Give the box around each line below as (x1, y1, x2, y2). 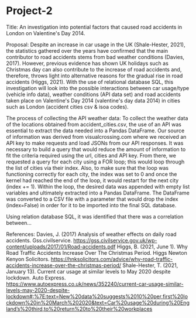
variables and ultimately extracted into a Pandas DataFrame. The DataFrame (6, 189, 190, 196)
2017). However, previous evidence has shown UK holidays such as (6, 60, 169, 67)
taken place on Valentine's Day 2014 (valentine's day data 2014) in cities (6, 97, 180, 104)
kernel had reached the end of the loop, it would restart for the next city (6, 177, 179, 184)
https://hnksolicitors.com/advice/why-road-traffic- (50, 255, 173, 262)
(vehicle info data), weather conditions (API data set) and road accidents (6, 91, 181, 98)
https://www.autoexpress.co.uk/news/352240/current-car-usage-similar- (6, 280, 184, 288)
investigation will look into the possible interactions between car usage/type (6, 84, 190, 91)
